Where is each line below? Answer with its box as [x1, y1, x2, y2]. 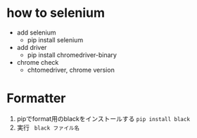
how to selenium [6, 5, 106, 21]
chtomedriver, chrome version [27, 65, 115, 74]
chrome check [16, 58, 59, 66]
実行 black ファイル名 [16, 123, 80, 132]
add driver [16, 43, 47, 51]
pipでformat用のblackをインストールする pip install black [16, 114, 191, 123]
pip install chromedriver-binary [27, 51, 117, 59]
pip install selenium [27, 35, 84, 44]
